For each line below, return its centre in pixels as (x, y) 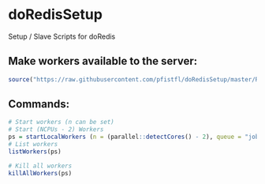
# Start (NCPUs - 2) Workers (56, 130)
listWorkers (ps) (35, 152)
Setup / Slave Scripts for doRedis (62, 36)
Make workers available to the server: (103, 61)
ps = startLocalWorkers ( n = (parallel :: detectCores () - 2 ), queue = (125, 137)
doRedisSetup (55, 15)
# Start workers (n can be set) (61, 122)
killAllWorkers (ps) (40, 173)
